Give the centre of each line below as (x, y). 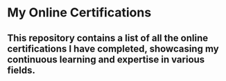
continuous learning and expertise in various (106, 59)
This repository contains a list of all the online (108, 38)
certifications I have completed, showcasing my (113, 48)
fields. (21, 70)
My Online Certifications (79, 13)
